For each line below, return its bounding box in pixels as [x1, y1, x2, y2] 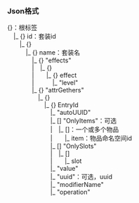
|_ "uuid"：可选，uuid [50, 173, 113, 181]
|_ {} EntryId [44, 101, 79, 109]
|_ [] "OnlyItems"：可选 [50, 117, 117, 125]
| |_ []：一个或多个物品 [50, 125, 119, 134]
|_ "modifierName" [50, 181, 104, 189]
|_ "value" [50, 164, 79, 173]
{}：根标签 [7, 23, 37, 32]
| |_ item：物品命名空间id [50, 134, 132, 143]
